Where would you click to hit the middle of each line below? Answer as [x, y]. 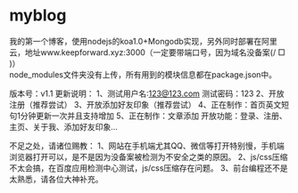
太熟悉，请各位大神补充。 [56, 179]
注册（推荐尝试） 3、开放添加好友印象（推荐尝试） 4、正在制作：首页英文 [145, 104]
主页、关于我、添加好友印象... [64, 126]
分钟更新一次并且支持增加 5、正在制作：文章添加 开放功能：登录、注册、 [153, 116]
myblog [38, 16]
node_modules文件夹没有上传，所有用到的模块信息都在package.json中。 [143, 74]
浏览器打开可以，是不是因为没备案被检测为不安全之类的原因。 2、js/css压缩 [149, 157]
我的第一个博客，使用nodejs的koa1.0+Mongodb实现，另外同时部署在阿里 [144, 41]
